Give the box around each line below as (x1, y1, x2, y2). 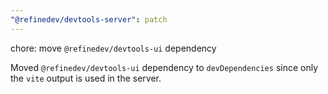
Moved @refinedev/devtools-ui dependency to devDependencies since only (10, 61, 319, 73)
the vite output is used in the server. (10, 72, 162, 84)
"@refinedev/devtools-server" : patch (10, 14, 168, 25)
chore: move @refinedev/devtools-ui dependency (10, 42, 217, 54)
